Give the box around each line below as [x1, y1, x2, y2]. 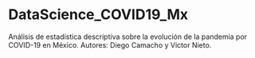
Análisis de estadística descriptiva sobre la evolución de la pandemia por [8, 32, 248, 41]
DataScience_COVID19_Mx [8, 6, 189, 24]
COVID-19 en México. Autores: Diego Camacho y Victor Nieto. [8, 40, 212, 49]
